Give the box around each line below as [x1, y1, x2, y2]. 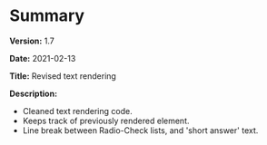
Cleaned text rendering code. [22, 105, 133, 116]
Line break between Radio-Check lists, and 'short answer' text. [22, 124, 259, 136]
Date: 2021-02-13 [9, 53, 76, 63]
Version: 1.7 [9, 35, 54, 46]
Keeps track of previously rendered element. [22, 115, 190, 126]
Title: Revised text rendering [9, 70, 116, 82]
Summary [9, 5, 84, 26]
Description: [9, 88, 57, 99]
